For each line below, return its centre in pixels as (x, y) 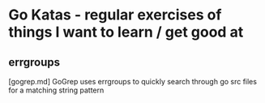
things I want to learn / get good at (126, 32)
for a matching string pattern (56, 90)
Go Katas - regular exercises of (115, 15)
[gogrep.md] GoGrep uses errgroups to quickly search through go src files (133, 82)
